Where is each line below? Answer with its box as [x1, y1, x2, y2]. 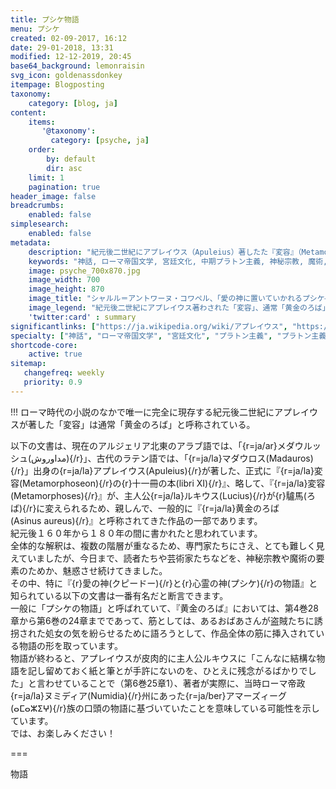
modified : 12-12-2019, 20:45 [10, 52, 132, 62]
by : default [46, 154, 97, 164]
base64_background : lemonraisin [10, 61, 145, 71]
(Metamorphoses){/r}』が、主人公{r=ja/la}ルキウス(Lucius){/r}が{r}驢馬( [10, 489, 307, 501]
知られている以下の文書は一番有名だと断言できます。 [10, 589, 229, 601]
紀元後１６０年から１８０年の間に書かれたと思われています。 [10, 527, 263, 539]
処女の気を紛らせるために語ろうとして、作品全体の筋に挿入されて [44, 627, 317, 639]
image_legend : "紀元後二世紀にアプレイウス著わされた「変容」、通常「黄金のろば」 [28, 303, 330, 313]
